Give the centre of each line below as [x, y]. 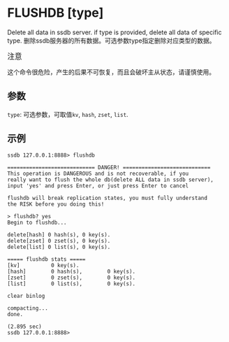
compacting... [28, 308]
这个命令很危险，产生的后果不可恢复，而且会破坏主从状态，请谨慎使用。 [111, 72]
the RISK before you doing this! [56, 204]
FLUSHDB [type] [56, 13]
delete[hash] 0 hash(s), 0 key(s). [59, 235]
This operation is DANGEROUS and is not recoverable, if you [98, 173]
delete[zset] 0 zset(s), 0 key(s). [59, 241]
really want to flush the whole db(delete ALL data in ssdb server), [111, 180]
